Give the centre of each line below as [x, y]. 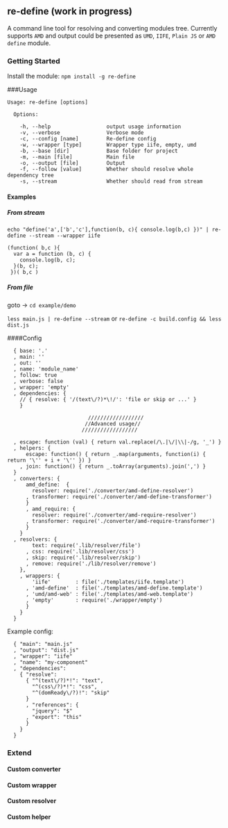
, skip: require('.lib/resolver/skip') [83, 558]
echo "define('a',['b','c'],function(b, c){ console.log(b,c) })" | [108, 229]
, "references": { [52, 705]
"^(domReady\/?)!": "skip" [71, 692]
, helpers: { [32, 448]
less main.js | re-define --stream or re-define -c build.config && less [114, 318]
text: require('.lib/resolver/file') [86, 545]
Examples [22, 197]
